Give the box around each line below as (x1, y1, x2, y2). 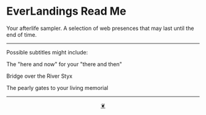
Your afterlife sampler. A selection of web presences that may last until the (6, 24, 194, 32)
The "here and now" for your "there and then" (6, 60, 123, 68)
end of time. (6, 31, 37, 38)
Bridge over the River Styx (6, 72, 72, 80)
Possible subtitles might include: (6, 48, 88, 56)
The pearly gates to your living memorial (6, 84, 109, 91)
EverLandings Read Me (6, 4, 127, 18)
